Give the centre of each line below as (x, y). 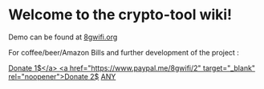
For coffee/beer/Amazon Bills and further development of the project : (124, 52)
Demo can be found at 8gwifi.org (63, 37)
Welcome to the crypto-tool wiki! (120, 15)
